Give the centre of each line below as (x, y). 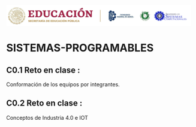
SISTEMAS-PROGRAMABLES (80, 48)
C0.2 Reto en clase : (44, 103)
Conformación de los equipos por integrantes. (63, 84)
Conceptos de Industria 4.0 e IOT (47, 117)
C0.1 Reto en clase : (43, 70)
